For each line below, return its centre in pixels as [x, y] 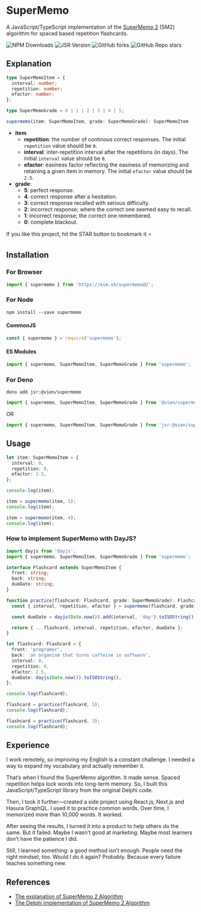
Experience [28, 745]
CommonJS [21, 325]
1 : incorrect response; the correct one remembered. [88, 216]
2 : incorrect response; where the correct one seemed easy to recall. [108, 209]
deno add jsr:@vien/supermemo [44, 392]
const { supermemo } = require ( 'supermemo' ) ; [64, 338]
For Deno [20, 380]
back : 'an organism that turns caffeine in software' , [81, 655]
